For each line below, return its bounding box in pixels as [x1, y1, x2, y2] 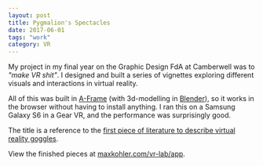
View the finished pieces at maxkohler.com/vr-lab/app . [8, 150, 186, 159]
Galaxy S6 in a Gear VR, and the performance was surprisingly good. [8, 110, 232, 120]
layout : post [8, 11, 51, 20]
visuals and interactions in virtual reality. [8, 79, 139, 88]
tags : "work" [8, 33, 51, 41]
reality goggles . [8, 134, 59, 143]
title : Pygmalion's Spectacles [8, 19, 111, 27]
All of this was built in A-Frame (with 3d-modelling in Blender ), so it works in [8, 94, 254, 103]
